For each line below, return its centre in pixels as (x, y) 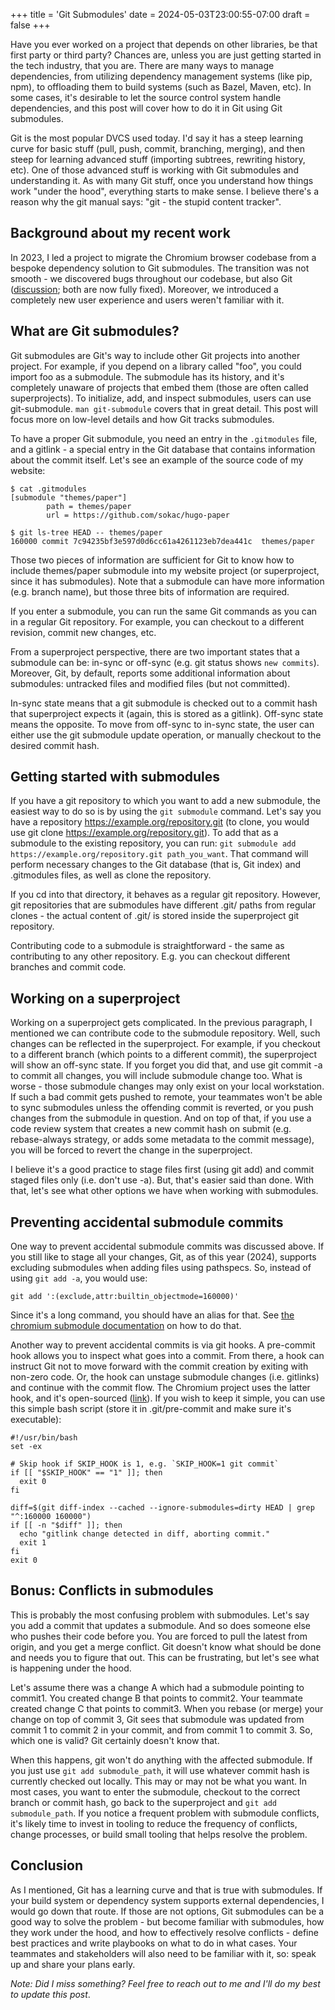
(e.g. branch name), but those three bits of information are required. (150, 591)
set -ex (26, 1447)
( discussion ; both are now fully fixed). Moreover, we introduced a (144, 289)
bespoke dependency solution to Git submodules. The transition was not (160, 268)
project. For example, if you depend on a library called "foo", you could (156, 366)
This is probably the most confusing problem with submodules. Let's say (160, 1615)
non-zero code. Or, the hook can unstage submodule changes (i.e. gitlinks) (165, 1377)
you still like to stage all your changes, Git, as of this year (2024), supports (163, 1257)
